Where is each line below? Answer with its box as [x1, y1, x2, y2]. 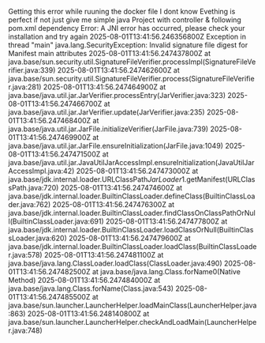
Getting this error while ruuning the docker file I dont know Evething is [8, 7, 236, 16]
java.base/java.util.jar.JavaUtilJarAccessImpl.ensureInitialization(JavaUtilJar [8, 158, 255, 167]
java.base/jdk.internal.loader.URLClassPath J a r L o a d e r [8, 175, 182, 184]
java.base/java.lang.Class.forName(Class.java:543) [8, 284, 174, 293]
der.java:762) [8, 200, 51, 209]
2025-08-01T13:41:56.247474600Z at [60, 183, 183, 192]
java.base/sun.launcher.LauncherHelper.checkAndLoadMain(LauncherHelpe [8, 318, 257, 326]
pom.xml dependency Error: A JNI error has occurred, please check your [8, 24, 246, 32]
